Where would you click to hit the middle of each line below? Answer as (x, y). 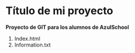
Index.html (27, 38)
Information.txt (33, 45)
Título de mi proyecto (59, 11)
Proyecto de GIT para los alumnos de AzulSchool (67, 27)
